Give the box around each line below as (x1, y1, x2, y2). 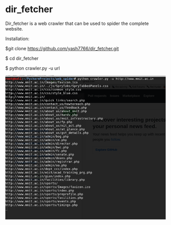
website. (5, 25, 23, 31)
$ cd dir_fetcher (5, 55, 39, 61)
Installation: (5, 36, 30, 42)
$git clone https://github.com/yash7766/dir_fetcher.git (5, 45, 119, 51)
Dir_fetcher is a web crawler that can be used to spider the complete (5, 20, 149, 26)
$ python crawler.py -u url (5, 65, 60, 71)
